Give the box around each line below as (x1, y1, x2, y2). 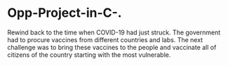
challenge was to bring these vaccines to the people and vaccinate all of (7, 43, 217, 51)
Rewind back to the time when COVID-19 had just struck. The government (7, 28, 221, 37)
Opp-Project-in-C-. (7, 5, 122, 21)
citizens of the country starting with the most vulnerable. (7, 51, 171, 59)
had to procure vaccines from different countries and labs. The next (7, 35, 203, 44)
